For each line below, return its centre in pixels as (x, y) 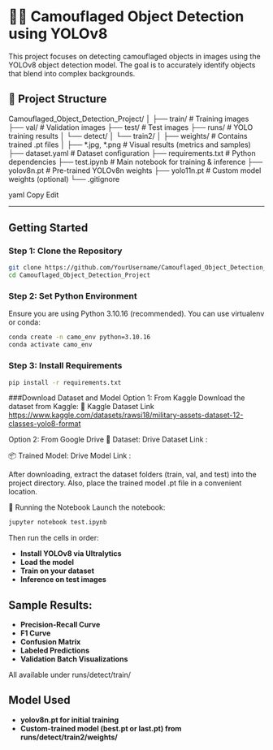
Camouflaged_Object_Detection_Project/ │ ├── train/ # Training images (129, 119)
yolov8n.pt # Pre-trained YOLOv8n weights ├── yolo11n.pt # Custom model (135, 170)
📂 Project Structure (58, 99)
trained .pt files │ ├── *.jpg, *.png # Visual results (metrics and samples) (130, 144)
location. (23, 492)
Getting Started (48, 228)
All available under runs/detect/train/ (70, 675)
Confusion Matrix (50, 642)
